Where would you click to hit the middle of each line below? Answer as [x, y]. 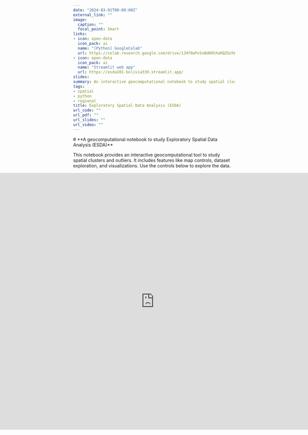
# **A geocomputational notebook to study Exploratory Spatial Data [145, 139]
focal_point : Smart [99, 29]
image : [80, 20]
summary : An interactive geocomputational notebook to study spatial [149, 82]
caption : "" [91, 24]
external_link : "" [93, 15]
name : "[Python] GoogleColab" [110, 48]
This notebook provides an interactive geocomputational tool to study [147, 155]
